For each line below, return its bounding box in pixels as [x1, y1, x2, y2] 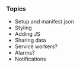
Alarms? [14, 49, 36, 56]
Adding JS [14, 31, 40, 38]
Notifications [14, 55, 46, 63]
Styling [14, 24, 33, 31]
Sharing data [14, 37, 46, 44]
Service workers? [14, 43, 58, 50]
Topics [6, 5, 27, 13]
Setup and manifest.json [14, 18, 75, 25]
